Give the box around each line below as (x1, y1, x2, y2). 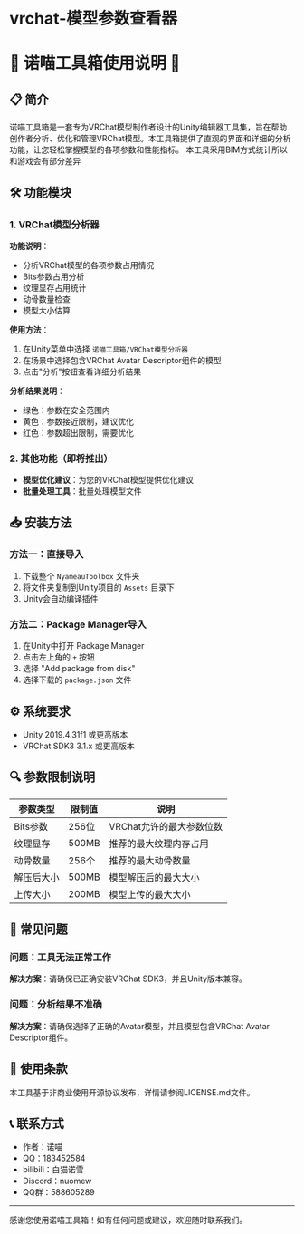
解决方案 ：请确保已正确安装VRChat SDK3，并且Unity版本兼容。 (9, 973, 247, 984)
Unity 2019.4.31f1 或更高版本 (22, 728, 128, 739)
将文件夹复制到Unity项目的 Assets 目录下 (22, 582, 175, 593)
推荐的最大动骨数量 (109, 853, 192, 866)
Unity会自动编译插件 (22, 593, 99, 603)
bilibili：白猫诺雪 (22, 1164, 84, 1175)
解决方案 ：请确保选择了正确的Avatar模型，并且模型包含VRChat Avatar (9, 1020, 270, 1031)
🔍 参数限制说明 (9, 769, 96, 785)
